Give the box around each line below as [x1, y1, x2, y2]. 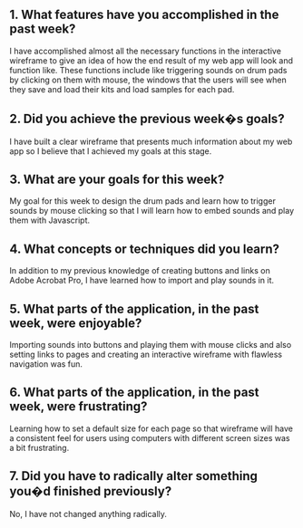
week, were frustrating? [9, 398, 148, 415]
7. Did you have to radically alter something [9, 468, 259, 484]
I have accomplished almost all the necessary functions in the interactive [9, 45, 281, 56]
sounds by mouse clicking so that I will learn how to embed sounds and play [9, 206, 295, 216]
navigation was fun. [9, 359, 83, 370]
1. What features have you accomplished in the [9, 7, 279, 23]
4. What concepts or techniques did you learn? [9, 241, 279, 256]
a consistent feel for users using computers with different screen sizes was [9, 432, 290, 443]
